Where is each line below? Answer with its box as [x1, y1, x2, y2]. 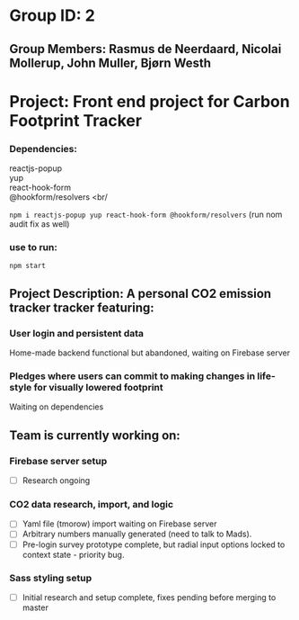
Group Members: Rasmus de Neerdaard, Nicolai [9, 41, 282, 57]
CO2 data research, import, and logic [9, 499, 173, 511]
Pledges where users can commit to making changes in [9, 370, 256, 382]
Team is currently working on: [9, 427, 181, 443]
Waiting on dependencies [9, 401, 104, 412]
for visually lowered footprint [33, 381, 163, 393]
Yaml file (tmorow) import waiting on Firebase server [22, 518, 217, 529]
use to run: [9, 240, 58, 253]
